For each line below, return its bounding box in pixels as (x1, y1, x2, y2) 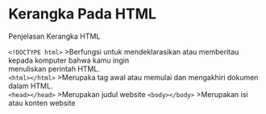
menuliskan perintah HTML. (8, 63, 101, 73)
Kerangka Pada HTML (8, 5, 157, 23)
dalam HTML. (8, 81, 53, 91)
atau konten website (8, 98, 76, 108)
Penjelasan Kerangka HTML (8, 31, 101, 41)
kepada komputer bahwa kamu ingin (8, 55, 130, 65)
